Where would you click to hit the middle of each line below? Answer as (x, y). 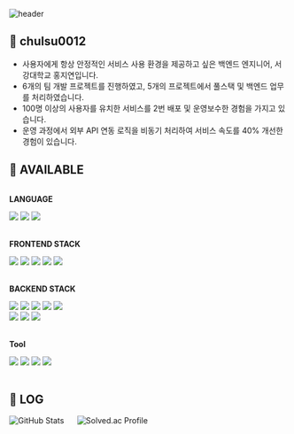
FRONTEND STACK (45, 244)
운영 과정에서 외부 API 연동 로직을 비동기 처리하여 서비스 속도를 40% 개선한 (152, 130)
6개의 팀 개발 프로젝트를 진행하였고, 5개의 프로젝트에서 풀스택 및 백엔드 (145, 86)
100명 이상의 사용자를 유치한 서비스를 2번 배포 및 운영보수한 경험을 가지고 (149, 108)
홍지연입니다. (76, 74)
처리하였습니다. (58, 97)
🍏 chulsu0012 (48, 41)
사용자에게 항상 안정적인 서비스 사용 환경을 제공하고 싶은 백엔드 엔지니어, (147, 64)
